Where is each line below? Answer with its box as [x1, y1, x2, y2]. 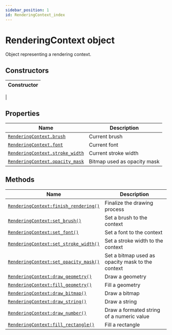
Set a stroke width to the [104, 237, 163, 244]
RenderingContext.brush [8, 134, 66, 140]
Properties [5, 109, 40, 118]
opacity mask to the [104, 258, 153, 265]
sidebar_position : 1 [5, 7, 50, 13]
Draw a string [104, 298, 137, 305]
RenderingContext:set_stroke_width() [8, 241, 100, 247]
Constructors [5, 66, 49, 75]
